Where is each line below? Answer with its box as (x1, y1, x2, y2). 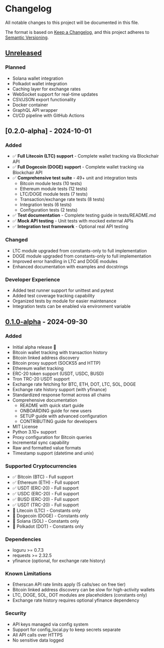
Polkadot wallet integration (12, 80, 67, 86)
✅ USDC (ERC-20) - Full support (12, 490, 79, 496)
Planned (5, 64, 26, 71)
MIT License (12, 424, 38, 430)
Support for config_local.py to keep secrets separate (12, 627, 121, 633)
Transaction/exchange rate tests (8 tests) (19, 197, 105, 203)
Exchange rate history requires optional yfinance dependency (12, 597, 140, 604)
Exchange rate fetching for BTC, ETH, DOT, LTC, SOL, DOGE (12, 381, 136, 387)
